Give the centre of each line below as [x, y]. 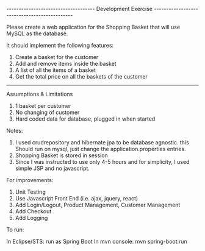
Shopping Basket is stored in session [61, 155]
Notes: [15, 131]
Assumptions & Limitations [40, 94]
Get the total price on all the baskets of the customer [81, 76]
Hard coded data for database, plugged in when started [85, 119]
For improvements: [30, 180]
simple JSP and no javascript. [52, 168]
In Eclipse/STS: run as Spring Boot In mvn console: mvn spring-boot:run [97, 241]
